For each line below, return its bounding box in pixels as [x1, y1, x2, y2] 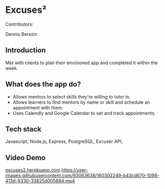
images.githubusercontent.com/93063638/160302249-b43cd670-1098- [5, 173, 160, 179]
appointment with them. [12, 104, 63, 110]
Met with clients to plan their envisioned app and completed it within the [5, 60, 158, 66]
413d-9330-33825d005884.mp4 [5, 178, 76, 184]
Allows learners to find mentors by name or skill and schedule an [12, 99, 150, 105]
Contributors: [5, 21, 33, 27]
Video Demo [5, 153, 46, 162]
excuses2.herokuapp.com [5, 167, 61, 173]
